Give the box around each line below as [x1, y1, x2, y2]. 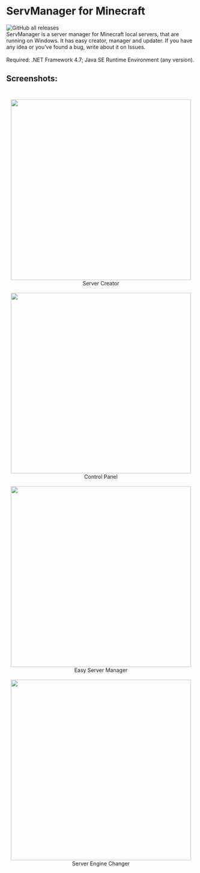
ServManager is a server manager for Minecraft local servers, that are [6, 30, 179, 37]
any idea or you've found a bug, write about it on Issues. [6, 43, 146, 51]
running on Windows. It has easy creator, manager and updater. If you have [6, 37, 193, 44]
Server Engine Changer [71, 860, 130, 867]
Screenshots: [6, 73, 58, 84]
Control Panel [83, 473, 118, 480]
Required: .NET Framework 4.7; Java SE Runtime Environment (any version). [6, 56, 195, 63]
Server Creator [82, 279, 120, 287]
